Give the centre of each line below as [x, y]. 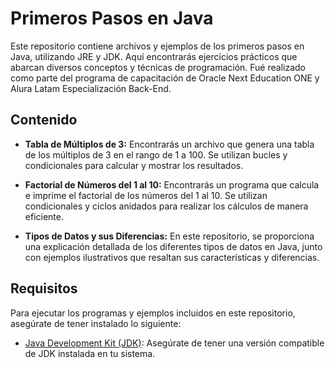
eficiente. [44, 216]
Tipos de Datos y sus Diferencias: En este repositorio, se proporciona [169, 236]
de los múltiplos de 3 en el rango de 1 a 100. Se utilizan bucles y [156, 154]
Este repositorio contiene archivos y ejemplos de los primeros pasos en [157, 46]
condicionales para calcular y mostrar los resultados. [134, 165]
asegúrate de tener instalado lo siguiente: [96, 323]
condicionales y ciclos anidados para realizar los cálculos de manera [166, 206]
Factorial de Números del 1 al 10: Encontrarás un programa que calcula [172, 184]
